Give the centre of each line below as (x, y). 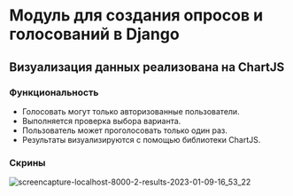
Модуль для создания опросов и (136, 16)
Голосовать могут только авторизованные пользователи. (131, 111)
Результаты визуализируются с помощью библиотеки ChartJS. (141, 139)
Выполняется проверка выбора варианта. (101, 121)
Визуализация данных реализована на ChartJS (147, 67)
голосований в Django (94, 34)
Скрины (27, 162)
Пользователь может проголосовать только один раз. (125, 130)
